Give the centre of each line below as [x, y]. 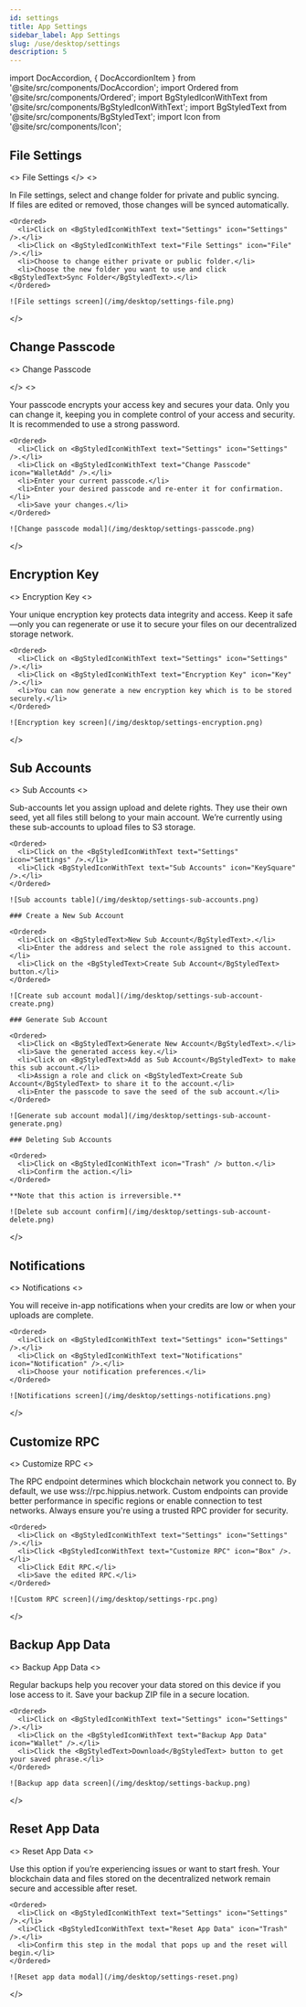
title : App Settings [49, 27]
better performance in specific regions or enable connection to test [136, 1501]
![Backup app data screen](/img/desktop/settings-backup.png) [130, 1783]
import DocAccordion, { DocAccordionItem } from [103, 78]
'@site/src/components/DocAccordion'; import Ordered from [124, 88]
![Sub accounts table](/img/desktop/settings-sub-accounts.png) [134, 900]
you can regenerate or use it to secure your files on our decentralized [166, 624]
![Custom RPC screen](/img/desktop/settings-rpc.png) [114, 1599]
